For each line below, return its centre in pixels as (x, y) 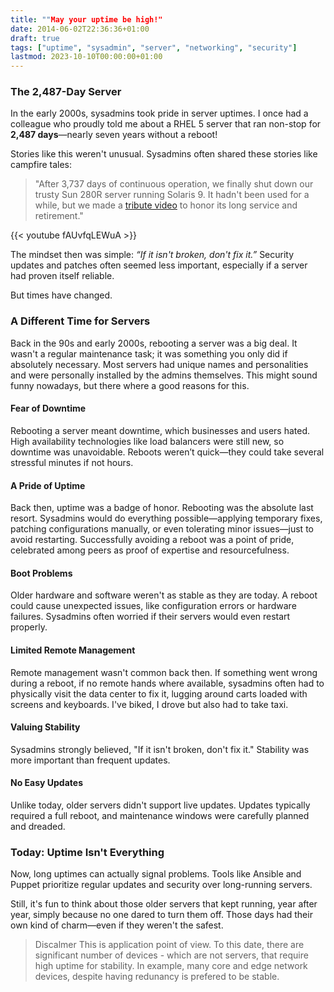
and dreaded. (38, 826)
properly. (29, 627)
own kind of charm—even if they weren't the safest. (117, 925)
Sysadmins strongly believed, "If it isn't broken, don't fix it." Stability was (160, 749)
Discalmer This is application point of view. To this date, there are (169, 945)
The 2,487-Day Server (66, 92)
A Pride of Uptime (48, 485)
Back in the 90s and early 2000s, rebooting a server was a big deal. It (154, 343)
